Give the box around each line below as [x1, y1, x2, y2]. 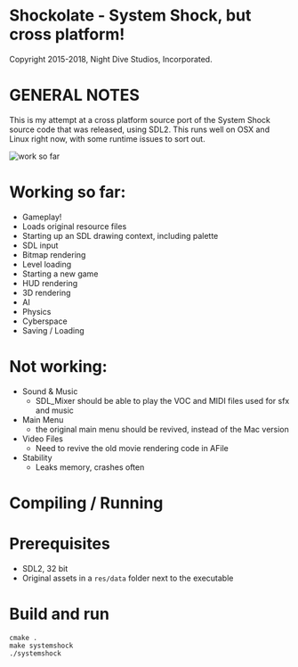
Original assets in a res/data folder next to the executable [21, 572, 234, 583]
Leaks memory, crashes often [35, 461, 145, 473]
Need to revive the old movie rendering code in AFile [35, 442, 229, 453]
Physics [21, 306, 52, 317]
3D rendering [21, 287, 71, 298]
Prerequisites [9, 534, 111, 554]
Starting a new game [21, 268, 99, 279]
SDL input [21, 240, 59, 251]
